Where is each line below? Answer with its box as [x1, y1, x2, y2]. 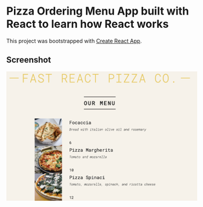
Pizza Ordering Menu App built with [6, 4, 189, 18]
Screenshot [6, 55, 52, 65]
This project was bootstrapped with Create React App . [6, 37, 142, 44]
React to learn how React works [6, 17, 169, 31]
